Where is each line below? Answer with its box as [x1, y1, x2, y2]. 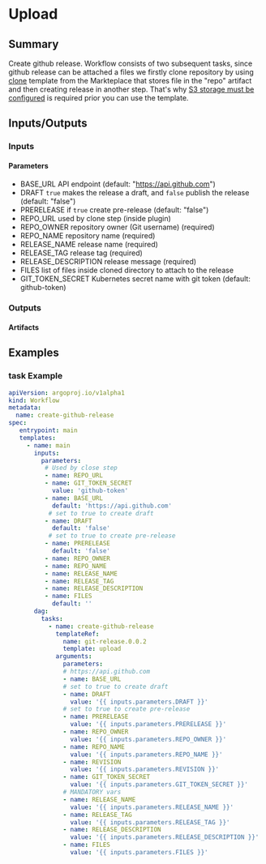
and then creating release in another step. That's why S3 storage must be [8, 84, 255, 94]
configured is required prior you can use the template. [8, 93, 189, 102]
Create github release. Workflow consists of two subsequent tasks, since [8, 58, 253, 68]
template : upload [62, 645, 122, 653]
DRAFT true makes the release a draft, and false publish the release [19, 187, 250, 197]
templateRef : [55, 630, 100, 638]
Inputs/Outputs [8, 117, 88, 130]
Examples [8, 346, 59, 360]
